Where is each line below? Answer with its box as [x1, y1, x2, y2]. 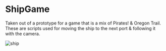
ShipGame [5, 3, 50, 15]
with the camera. [5, 30, 40, 36]
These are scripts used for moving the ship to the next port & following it [5, 25, 156, 31]
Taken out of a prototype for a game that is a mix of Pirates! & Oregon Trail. [5, 20, 161, 26]
